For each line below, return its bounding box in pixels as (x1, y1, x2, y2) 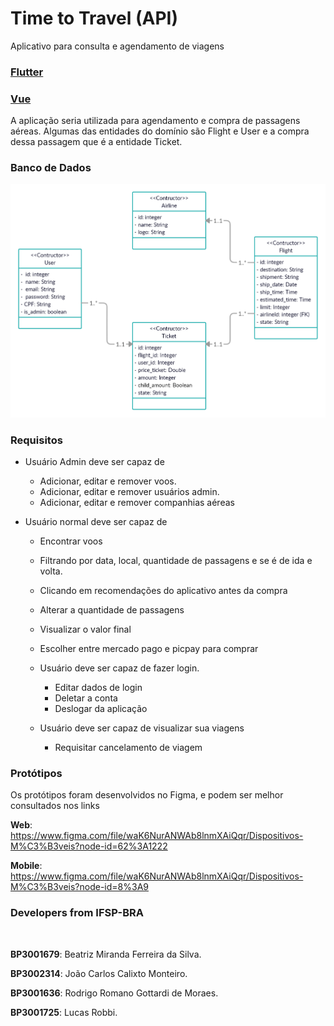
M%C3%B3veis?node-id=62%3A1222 (10, 840, 168, 852)
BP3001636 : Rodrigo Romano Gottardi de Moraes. (10, 987, 219, 999)
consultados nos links (10, 800, 100, 812)
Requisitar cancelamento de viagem (54, 742, 203, 754)
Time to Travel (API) (10, 7, 179, 30)
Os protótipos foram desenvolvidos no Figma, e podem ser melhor (10, 789, 284, 801)
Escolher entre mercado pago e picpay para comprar (39, 643, 259, 655)
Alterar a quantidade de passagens (39, 604, 185, 616)
